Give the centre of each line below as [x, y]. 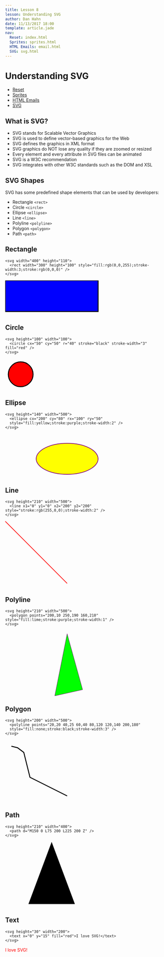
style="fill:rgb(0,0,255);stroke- [114, 265]
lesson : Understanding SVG [33, 14]
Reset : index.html [29, 38]
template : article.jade [30, 28]
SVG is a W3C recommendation [45, 160]
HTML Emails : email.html [35, 47]
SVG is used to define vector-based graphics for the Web [71, 138]
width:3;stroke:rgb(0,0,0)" [34, 269]
